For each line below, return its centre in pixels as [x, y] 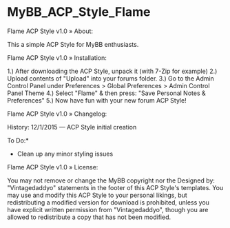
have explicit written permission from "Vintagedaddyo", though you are [108, 209]
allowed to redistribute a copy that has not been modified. [89, 217]
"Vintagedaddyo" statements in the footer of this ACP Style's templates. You [115, 187]
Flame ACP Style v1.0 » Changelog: [57, 114]
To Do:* [18, 140]
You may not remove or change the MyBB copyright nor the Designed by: [111, 180]
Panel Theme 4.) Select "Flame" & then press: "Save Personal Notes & [106, 93]
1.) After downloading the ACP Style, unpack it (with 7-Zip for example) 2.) [112, 71]
